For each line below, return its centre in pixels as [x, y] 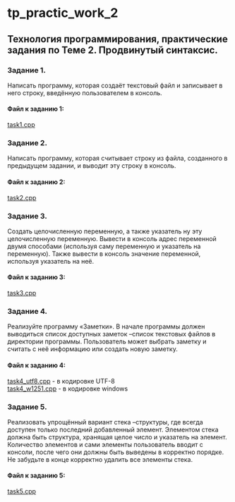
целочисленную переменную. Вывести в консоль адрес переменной [112, 238]
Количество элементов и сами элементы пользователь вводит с [105, 444]
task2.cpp [22, 197]
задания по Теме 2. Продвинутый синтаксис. [113, 50]
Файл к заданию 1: [36, 109]
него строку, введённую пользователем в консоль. [85, 92]
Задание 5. [27, 407]
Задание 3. [28, 216]
